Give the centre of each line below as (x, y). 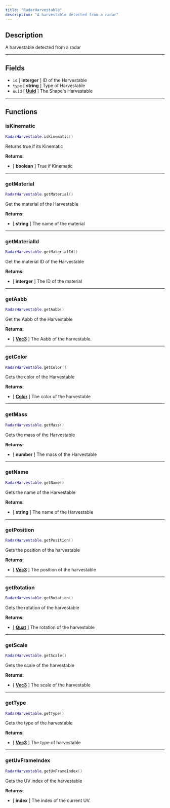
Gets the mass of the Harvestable (40, 435)
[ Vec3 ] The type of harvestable (47, 743)
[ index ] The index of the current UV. (52, 800)
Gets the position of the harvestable (42, 550)
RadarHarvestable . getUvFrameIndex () (44, 771)
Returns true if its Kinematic (34, 146)
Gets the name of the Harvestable (40, 492)
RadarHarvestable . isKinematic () (39, 137)
